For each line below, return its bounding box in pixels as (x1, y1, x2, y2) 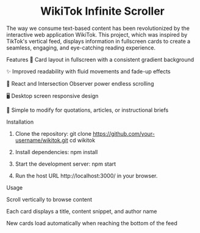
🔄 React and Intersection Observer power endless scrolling (6, 80, 154, 87)
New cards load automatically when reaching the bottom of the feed (6, 219, 178, 227)
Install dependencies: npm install (15, 148, 98, 155)
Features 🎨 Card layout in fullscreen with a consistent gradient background (6, 56, 195, 63)
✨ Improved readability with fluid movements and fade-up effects (6, 67, 171, 75)
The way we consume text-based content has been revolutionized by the (6, 24, 190, 32)
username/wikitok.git (15, 136, 68, 144)
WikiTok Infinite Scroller (40, 4, 165, 18)
